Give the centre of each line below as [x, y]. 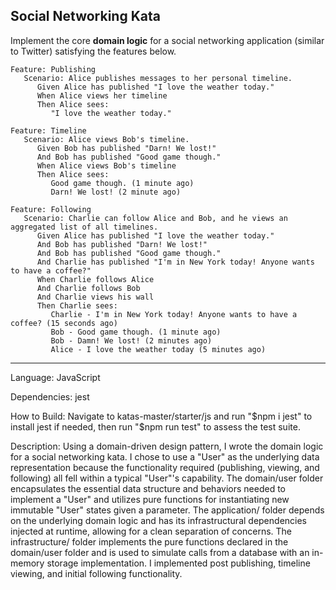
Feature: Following [51, 209]
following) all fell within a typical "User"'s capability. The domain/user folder [167, 478]
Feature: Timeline [48, 130]
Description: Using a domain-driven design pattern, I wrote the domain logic [167, 446]
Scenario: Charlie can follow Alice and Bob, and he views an [155, 218]
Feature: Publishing [53, 69]
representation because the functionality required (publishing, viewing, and [165, 467]
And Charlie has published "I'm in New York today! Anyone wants [175, 262]
